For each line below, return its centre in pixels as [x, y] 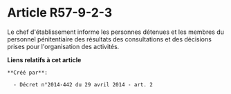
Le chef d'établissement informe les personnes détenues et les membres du [116, 32]
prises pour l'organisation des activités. [63, 46]
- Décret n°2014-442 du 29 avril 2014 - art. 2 [83, 84]
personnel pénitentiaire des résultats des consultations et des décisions [110, 39]
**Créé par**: [28, 73]
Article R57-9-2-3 [60, 13]
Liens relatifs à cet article [44, 59]
